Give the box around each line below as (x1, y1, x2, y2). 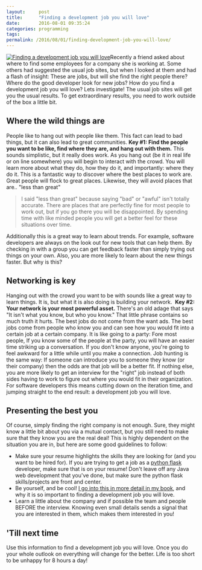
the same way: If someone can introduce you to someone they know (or (6, 356, 185, 363)
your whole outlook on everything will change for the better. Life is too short (6, 551, 195, 558)
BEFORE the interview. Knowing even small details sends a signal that (14, 504, 188, 511)
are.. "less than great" (6, 183, 61, 190)
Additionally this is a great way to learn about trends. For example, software (6, 232, 194, 239)
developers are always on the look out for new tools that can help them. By (6, 239, 192, 246)
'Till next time (6, 528, 59, 538)
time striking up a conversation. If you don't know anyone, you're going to (6, 343, 190, 351)
